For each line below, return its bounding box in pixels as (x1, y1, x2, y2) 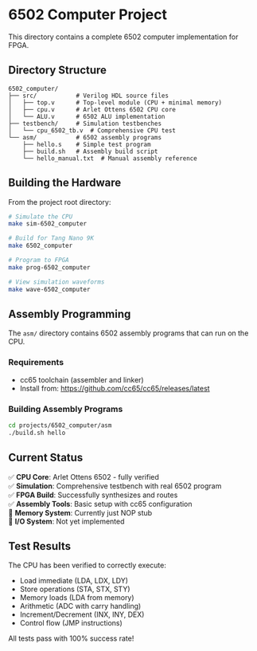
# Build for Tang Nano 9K (8, 234, 94, 242)
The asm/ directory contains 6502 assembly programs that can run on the (8, 328, 249, 338)
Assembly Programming (8, 307, 131, 320)
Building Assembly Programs (8, 403, 123, 414)
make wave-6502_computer (8, 285, 91, 293)
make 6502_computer (8, 241, 73, 250)
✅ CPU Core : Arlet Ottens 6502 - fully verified (8, 472, 159, 481)
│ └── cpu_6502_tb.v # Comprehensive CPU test (8, 126, 177, 135)
